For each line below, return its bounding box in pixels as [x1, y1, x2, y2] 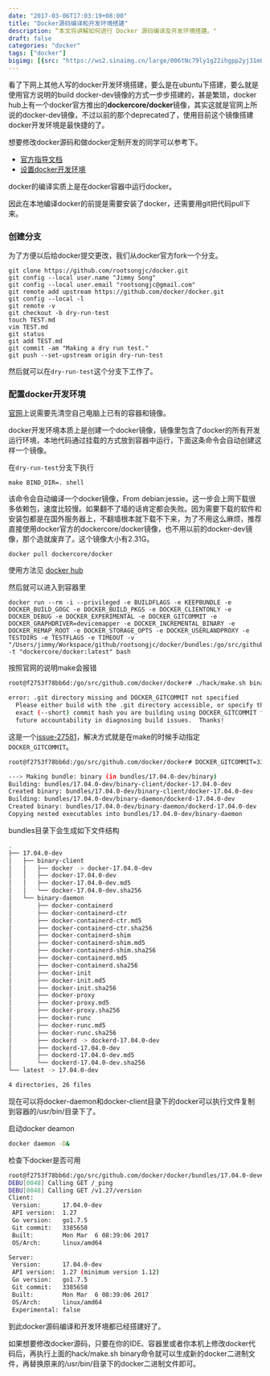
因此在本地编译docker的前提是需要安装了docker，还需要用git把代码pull [8, 198, 243, 208]
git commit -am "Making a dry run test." [8, 344, 149, 353]
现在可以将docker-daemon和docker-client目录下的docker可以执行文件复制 [8, 1096, 256, 1106]
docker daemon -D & [8, 1139, 70, 1148]
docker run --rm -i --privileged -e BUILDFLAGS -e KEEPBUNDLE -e [8, 599, 231, 607]
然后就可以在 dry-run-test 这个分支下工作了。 [8, 367, 157, 376]
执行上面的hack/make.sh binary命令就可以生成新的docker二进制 [35, 1349, 249, 1358]
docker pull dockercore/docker [8, 550, 113, 558]
